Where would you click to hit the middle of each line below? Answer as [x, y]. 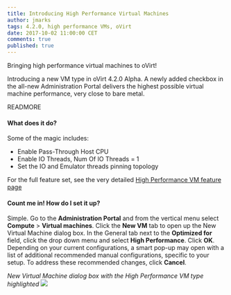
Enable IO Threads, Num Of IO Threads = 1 [78, 159]
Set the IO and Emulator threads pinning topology [88, 166]
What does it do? [32, 123]
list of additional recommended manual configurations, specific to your [108, 255]
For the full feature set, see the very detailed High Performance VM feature [114, 180]
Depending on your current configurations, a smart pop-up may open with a [115, 248]
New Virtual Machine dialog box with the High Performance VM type [105, 276]
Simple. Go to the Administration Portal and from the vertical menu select [113, 218]
